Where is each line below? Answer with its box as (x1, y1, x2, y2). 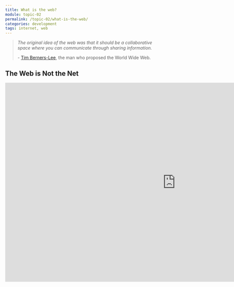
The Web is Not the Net (5, 69, 79, 77)
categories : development (5, 21, 57, 26)
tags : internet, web (5, 26, 48, 31)
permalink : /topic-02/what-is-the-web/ (5, 16, 88, 21)
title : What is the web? (5, 7, 57, 12)
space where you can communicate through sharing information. (17, 45, 152, 51)
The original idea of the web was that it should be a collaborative (17, 39, 152, 45)
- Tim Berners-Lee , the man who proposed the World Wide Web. (17, 54, 151, 60)
